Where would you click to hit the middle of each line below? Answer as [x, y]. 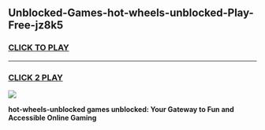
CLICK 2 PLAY [35, 77]
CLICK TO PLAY [39, 48]
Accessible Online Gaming [52, 117]
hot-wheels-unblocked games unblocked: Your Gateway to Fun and [121, 109]
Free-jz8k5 [36, 26]
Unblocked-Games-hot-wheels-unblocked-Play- [131, 13]
